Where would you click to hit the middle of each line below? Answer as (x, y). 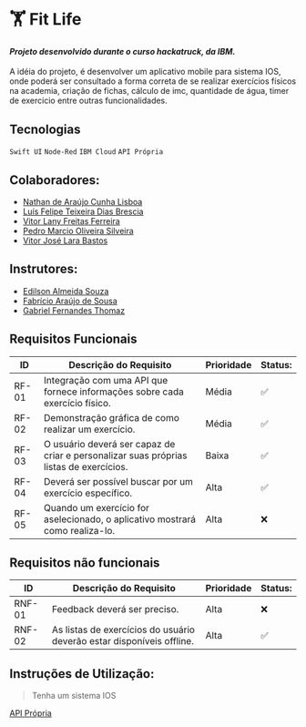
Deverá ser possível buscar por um (119, 481)
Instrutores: (44, 269)
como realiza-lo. (80, 530)
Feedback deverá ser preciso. (115, 609)
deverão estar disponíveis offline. (122, 641)
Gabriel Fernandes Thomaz (74, 310)
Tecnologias (45, 129)
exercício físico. (77, 403)
